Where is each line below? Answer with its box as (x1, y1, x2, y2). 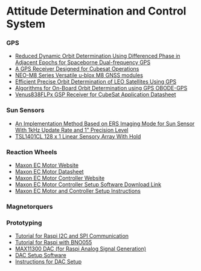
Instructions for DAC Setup (14, 258, 82, 266)
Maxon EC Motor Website (14, 162, 79, 169)
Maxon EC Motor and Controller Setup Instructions (14, 188, 141, 195)
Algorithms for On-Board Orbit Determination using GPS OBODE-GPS (14, 85, 188, 92)
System (6, 17, 46, 31)
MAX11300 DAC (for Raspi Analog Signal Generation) (14, 245, 147, 252)
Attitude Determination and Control (6, 4, 187, 18)
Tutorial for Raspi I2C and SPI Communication (14, 232, 129, 240)
